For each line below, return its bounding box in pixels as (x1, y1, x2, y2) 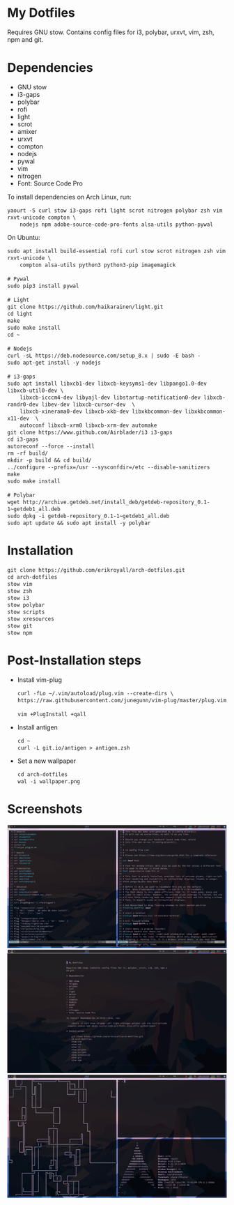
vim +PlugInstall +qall (17, 711, 87, 718)
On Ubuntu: (7, 233, 40, 241)
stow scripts (7, 608, 45, 615)
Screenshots (7, 801, 83, 817)
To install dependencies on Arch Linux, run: (7, 192, 132, 201)
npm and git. (7, 35, 44, 43)
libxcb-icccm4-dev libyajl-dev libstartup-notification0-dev (19, 394, 201, 401)
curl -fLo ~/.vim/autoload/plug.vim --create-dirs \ (17, 690, 174, 697)
